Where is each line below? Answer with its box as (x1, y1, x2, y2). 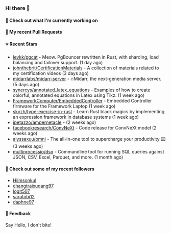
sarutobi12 (12, 193, 35, 199)
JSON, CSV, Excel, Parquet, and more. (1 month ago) (12, 154, 124, 160)
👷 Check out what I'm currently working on (5, 17, 98, 23)
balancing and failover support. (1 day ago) (12, 60, 103, 66)
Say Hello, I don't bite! (5, 222, 52, 228)
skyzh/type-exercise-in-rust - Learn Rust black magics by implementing (12, 109, 165, 115)
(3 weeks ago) (12, 143, 43, 149)
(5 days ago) (12, 82, 40, 88)
